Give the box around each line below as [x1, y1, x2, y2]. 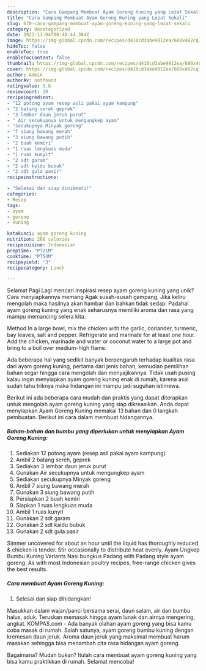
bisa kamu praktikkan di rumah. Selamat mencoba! [7, 658, 134, 665]
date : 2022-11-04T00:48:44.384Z [7, 32, 89, 38]
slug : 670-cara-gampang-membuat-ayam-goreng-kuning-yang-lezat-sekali [7, 20, 191, 26]
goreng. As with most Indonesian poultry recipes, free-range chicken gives [7, 559, 196, 567]
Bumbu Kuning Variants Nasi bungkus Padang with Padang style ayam [7, 553, 184, 560]
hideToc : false [7, 44, 46, 50]
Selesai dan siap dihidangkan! [15, 595, 91, 602]
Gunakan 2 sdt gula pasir [15, 528, 79, 535]
